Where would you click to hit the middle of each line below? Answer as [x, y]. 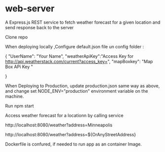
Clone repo [17, 37]
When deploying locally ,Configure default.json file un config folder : [75, 46]
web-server [30, 9]
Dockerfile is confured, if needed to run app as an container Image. [74, 144]
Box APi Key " [19, 67]
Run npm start [20, 106]
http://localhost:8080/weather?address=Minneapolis [59, 125]
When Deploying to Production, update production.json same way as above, [82, 86]
